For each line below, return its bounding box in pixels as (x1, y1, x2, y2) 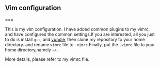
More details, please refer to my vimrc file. (5, 56, 90, 62)
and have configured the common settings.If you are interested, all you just (5, 31, 155, 37)
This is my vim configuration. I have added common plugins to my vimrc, (5, 26, 150, 32)
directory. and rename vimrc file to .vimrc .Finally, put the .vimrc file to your (5, 41, 155, 48)
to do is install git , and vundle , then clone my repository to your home (5, 36, 145, 42)
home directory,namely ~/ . (5, 47, 58, 52)
